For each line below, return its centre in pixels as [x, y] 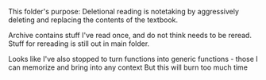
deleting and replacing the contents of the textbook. [93, 20]
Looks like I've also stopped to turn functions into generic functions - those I [133, 59]
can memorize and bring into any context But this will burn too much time [128, 67]
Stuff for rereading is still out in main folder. [79, 44]
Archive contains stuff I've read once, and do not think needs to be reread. [130, 35]
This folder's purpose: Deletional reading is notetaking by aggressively [124, 11]
